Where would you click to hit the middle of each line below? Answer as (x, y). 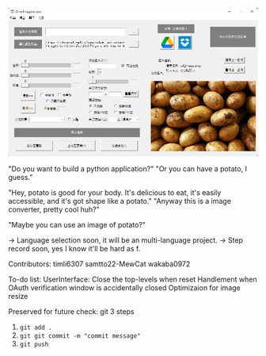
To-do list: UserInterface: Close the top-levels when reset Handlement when (133, 279)
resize (18, 296)
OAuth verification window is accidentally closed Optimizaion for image (124, 287)
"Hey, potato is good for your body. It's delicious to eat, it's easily (115, 192)
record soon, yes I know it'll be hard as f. (74, 248)
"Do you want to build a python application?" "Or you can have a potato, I (128, 168)
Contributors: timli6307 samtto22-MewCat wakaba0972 (99, 264)
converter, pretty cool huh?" (54, 209)
